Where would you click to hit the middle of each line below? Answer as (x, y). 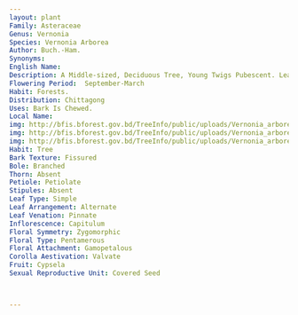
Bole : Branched (37, 166)
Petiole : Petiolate (45, 183)
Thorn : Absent (35, 174)
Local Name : (31, 116)
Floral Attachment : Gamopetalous (71, 248)
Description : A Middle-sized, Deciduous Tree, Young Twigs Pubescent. (142, 75)
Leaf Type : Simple (43, 199)
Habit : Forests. (39, 91)
